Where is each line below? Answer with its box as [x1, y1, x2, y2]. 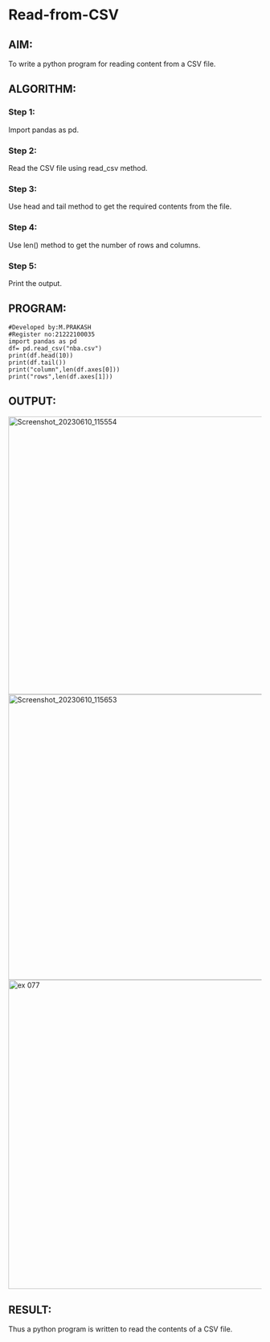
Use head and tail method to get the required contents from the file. [8, 201, 232, 211]
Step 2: [8, 145, 38, 156]
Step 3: [8, 183, 38, 194]
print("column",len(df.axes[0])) [8, 365, 121, 374]
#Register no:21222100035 [8, 330, 95, 338]
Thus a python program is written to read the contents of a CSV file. [8, 1324, 233, 1334]
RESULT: [8, 1303, 52, 1316]
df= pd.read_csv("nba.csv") [8, 344, 103, 352]
